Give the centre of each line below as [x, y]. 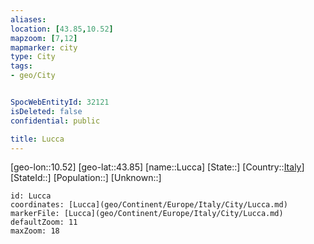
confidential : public [55, 121]
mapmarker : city [44, 47]
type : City [33, 57]
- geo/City [33, 76]
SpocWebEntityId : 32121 [60, 102]
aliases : [28, 19]
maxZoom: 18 [35, 231]
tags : [21, 66]
